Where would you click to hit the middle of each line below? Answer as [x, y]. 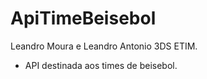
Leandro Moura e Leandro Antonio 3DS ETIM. [104, 46]
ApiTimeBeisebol [83, 18]
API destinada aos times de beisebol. [101, 65]
